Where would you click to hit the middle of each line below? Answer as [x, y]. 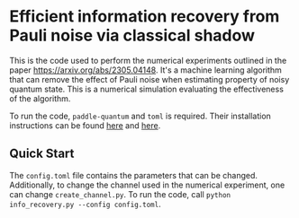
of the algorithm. [40, 98]
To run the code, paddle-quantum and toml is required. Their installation [140, 116]
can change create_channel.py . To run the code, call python [120, 194]
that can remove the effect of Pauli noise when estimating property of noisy [149, 79]
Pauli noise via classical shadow [132, 35]
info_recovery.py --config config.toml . [85, 204]
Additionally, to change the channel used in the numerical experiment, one [147, 185]
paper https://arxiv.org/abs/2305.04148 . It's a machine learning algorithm [145, 70]
